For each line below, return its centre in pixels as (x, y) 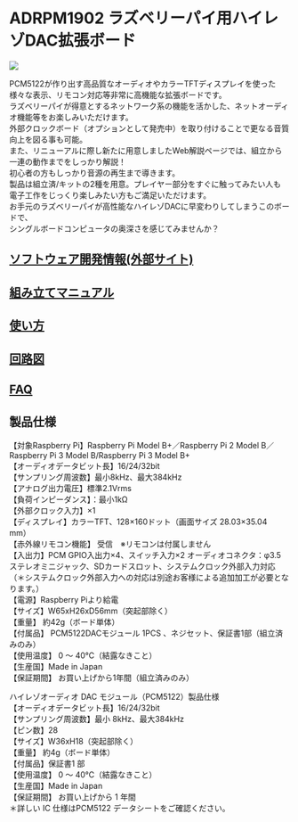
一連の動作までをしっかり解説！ (68, 161)
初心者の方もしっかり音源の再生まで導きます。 (95, 173)
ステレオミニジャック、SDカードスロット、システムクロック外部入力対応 (142, 566)
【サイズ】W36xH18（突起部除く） (74, 741)
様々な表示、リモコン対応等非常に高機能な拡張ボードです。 (118, 95)
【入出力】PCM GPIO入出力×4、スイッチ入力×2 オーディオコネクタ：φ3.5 (145, 555)
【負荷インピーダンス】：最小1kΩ (68, 499)
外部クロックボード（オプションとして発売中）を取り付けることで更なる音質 (149, 128)
